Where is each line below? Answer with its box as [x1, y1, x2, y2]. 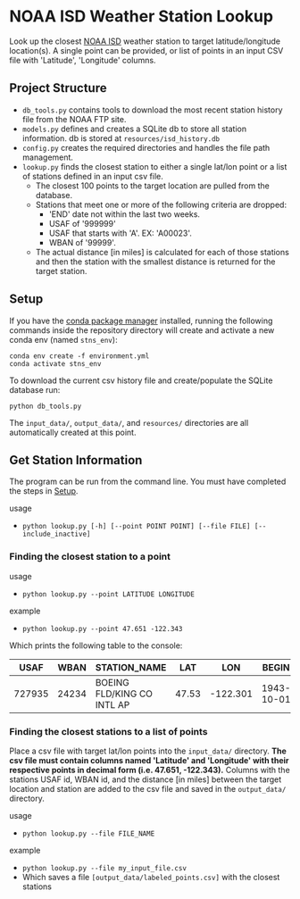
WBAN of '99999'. [48, 237, 116, 247]
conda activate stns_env [9, 359, 102, 368]
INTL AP [95, 698, 130, 711]
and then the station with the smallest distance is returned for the [35, 256, 276, 267]
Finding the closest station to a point [9, 551, 171, 563]
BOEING [95, 676, 129, 688]
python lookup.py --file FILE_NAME [21, 828, 155, 838]
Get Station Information [9, 453, 143, 468]
